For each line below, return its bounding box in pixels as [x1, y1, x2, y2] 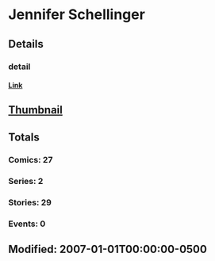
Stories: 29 [8, 197, 52, 208]
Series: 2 [8, 175, 44, 186]
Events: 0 [8, 218, 46, 229]
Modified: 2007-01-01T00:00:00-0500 [8, 242, 208, 255]
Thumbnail [8, 103, 63, 117]
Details [8, 37, 44, 51]
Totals [8, 130, 40, 144]
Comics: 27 [8, 154, 53, 165]
